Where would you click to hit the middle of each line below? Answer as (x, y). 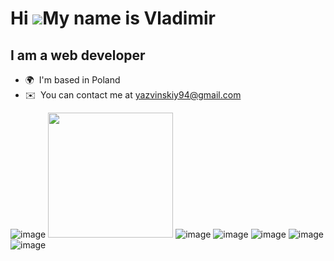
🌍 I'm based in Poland (72, 80)
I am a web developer (78, 55)
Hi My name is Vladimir (113, 18)
